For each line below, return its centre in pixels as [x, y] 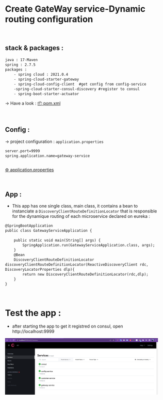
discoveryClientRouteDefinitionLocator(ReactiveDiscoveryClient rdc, [77, 265]
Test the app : [33, 313]
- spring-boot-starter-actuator [46, 94]
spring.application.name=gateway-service [48, 156]
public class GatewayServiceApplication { [49, 231]
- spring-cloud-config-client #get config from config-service [80, 84]
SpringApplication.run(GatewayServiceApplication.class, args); [89, 245]
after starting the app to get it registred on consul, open [67, 326]
